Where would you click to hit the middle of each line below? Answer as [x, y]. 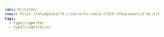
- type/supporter [27, 23]
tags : [10, 18]
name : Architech [21, 9]
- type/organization [30, 27]
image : [11, 14]
